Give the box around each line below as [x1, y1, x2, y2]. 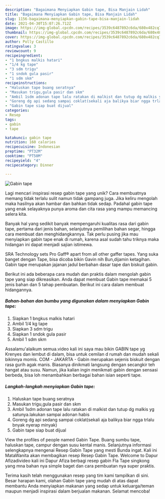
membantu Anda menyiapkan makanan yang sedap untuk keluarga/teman [5, 483, 155, 489]
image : [5, 26, 19, 31]
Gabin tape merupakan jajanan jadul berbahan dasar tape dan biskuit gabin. [5, 262, 159, 267]
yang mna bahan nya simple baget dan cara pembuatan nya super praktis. [5, 463, 156, 469]
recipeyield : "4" [5, 158, 41, 163]
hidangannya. [5, 287, 33, 293]
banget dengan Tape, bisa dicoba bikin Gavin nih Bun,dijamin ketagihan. [5, 256, 151, 262]
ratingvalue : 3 [5, 44, 36, 49]
